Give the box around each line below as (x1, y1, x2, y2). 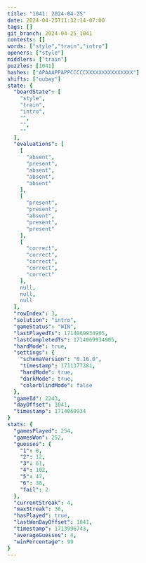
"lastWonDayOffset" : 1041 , (13, 519, 93, 526)
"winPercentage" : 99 (13, 538, 74, 545)
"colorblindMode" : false (20, 381, 93, 389)
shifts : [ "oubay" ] (7, 75, 61, 83)
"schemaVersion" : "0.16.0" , (20, 355, 102, 363)
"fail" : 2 (20, 486, 49, 493)
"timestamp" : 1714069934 (13, 408, 86, 415)
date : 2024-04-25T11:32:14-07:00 (7, 17, 105, 24)
